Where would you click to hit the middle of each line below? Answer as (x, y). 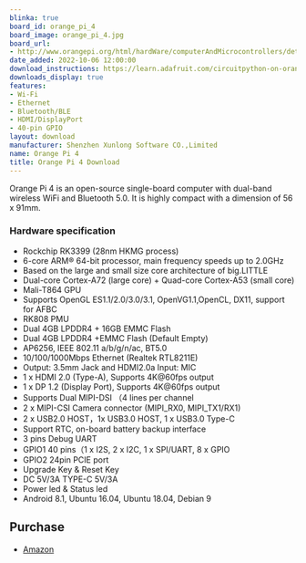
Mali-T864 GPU (52, 289)
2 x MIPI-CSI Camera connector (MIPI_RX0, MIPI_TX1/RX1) (132, 408)
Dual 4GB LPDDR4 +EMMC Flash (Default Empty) (115, 338)
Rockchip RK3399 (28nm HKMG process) (101, 251)
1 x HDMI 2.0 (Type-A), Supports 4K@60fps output (118, 377)
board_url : (30, 43)
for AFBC (40, 309)
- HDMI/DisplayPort (46, 120)
